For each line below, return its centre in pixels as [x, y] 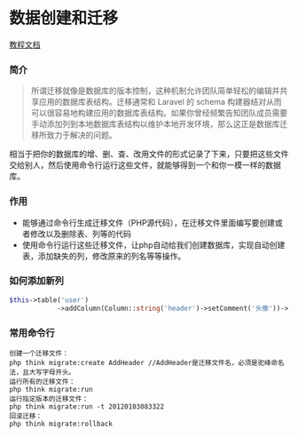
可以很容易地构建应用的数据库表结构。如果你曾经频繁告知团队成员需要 [159, 113]
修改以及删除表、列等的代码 [80, 234]
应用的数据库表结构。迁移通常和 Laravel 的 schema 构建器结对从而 [160, 102]
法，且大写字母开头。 [42, 372]
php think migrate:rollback [61, 424]
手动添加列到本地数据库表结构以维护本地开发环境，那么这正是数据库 [155, 124]
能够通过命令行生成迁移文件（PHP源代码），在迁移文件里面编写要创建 [149, 222]
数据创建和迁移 [64, 18]
